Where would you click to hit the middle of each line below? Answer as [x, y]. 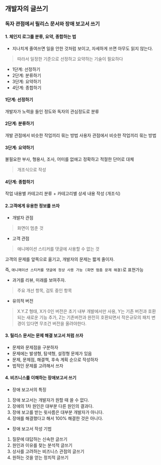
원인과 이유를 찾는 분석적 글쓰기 [42, 445]
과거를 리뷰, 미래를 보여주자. [39, 280]
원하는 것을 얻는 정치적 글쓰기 [40, 457]
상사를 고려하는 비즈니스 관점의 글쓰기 [48, 451]
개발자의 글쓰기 [27, 9]
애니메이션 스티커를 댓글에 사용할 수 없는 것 [58, 249]
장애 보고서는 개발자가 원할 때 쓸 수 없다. [51, 400]
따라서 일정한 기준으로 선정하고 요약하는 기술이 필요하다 [70, 59]
